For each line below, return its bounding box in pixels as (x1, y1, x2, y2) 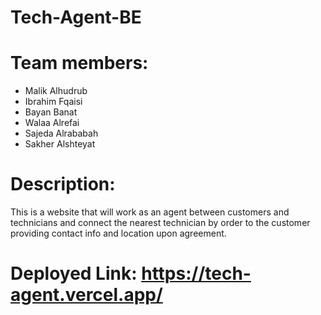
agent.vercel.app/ (10, 284, 163, 306)
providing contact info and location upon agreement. (10, 227, 227, 240)
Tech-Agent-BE (10, 6, 142, 29)
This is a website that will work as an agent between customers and (10, 206, 290, 218)
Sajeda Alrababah (24, 127, 99, 140)
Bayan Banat (24, 106, 78, 118)
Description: (10, 173, 116, 196)
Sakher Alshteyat (24, 138, 96, 150)
